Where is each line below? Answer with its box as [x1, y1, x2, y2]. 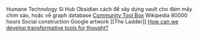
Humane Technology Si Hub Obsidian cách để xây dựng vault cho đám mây [6, 6, 193, 12]
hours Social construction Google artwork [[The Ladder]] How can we [6, 18, 179, 25]
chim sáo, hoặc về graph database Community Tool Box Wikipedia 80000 [6, 12, 188, 19]
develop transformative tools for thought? [6, 24, 109, 31]
